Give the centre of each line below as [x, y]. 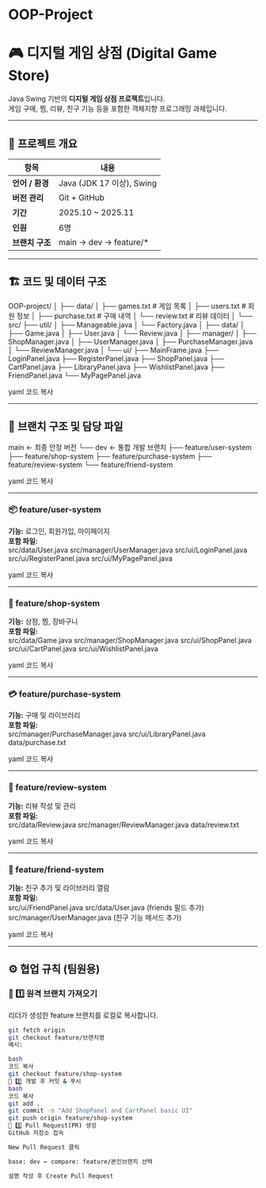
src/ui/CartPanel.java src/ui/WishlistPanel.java [83, 649]
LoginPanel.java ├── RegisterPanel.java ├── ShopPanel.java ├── [116, 358]
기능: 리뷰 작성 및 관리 [42, 805]
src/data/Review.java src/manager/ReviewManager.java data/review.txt [124, 825]
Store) [29, 76]
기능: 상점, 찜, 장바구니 [43, 621]
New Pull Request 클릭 [44, 1147]
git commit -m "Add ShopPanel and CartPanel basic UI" [101, 1111]
